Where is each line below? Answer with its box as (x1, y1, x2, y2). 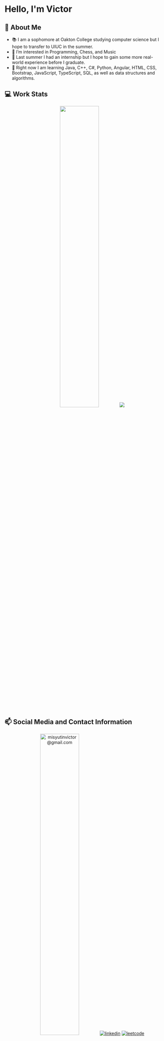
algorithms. (11, 75, 35, 81)
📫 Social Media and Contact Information (4, 718, 132, 726)
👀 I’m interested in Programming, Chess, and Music (11, 49, 117, 55)
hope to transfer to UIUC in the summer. (11, 43, 93, 49)
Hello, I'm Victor (4, 3, 73, 15)
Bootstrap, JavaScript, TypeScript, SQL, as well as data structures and (11, 70, 155, 76)
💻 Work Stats (4, 90, 48, 98)
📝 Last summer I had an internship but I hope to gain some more (11, 54, 143, 60)
